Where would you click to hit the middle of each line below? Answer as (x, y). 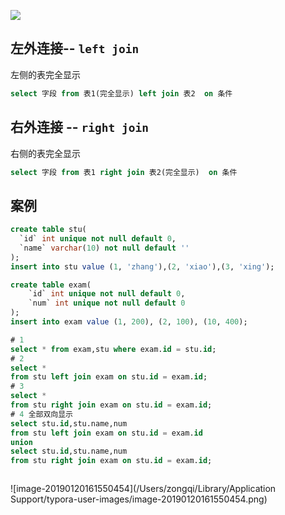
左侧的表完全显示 (45, 74)
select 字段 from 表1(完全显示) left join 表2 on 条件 (121, 93)
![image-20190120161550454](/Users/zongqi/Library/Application (143, 489)
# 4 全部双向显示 (42, 414)
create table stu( (48, 230)
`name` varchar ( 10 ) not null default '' (104, 248)
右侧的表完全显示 (45, 153)
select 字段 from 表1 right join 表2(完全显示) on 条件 (124, 172)
